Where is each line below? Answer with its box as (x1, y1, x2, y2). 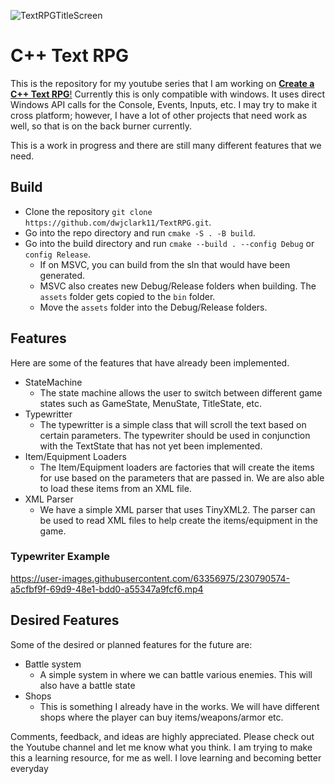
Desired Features (10, 612, 120, 629)
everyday (10, 762, 49, 774)
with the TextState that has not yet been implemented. (39, 440, 263, 452)
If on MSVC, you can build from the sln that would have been (39, 258, 291, 270)
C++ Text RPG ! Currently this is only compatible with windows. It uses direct (10, 88, 325, 100)
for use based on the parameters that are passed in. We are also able (39, 471, 325, 484)
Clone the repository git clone (24, 205, 153, 217)
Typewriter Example (10, 550, 111, 564)
